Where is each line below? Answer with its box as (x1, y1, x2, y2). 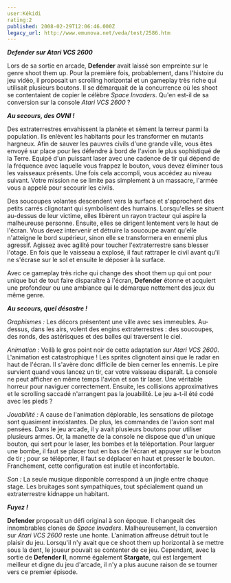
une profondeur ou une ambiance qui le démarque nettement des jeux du (7, 284, 214, 292)
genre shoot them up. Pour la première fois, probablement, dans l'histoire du (7, 69, 223, 77)
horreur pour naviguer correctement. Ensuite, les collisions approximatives (7, 382, 219, 391)
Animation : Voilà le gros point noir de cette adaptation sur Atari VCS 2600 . (7, 346, 220, 354)
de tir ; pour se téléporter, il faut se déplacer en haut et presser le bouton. (7, 455, 215, 463)
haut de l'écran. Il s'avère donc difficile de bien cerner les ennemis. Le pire (7, 360, 219, 369)
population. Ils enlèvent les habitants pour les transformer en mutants (7, 132, 204, 141)
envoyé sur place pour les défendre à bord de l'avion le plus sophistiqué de (7, 147, 221, 155)
